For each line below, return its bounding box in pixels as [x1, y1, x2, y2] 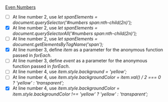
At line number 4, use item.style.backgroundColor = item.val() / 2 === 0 [12, 74, 161, 80]
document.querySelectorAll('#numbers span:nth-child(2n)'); [12, 30, 137, 36]
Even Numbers [5, 4, 36, 10]
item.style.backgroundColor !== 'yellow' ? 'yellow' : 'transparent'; [12, 91, 148, 97]
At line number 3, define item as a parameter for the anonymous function [12, 47, 163, 53]
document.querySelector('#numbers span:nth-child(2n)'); [12, 19, 132, 25]
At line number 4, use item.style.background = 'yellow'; [12, 68, 127, 74]
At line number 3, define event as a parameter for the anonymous [12, 57, 147, 64]
